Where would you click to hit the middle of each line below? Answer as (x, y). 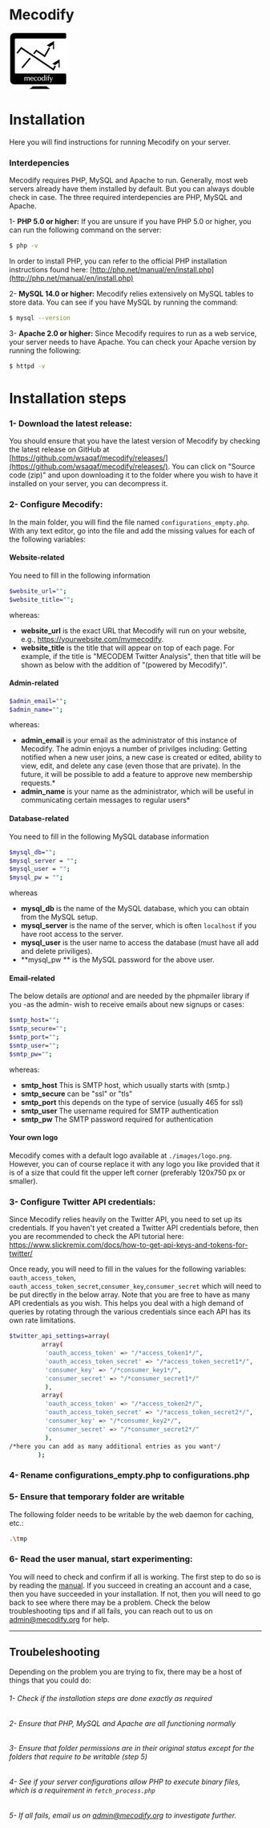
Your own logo (34, 1138)
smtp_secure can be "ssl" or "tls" (77, 1094)
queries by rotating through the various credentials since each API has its (130, 1312)
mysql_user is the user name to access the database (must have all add (140, 943)
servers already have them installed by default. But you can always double (132, 189)
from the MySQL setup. (59, 917)
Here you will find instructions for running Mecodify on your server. (120, 141)
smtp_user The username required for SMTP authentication (119, 1110)
